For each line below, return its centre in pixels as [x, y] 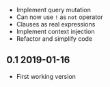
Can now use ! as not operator [59, 17]
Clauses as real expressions [56, 24]
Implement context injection [55, 31]
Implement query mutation [54, 10]
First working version [46, 76]
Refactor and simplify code [54, 39]
